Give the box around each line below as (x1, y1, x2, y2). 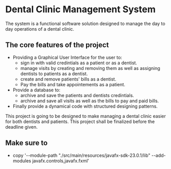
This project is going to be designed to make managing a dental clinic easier (5, 113, 166, 119)
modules (12, 157, 32, 164)
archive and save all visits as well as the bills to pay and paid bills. (20, 98, 159, 104)
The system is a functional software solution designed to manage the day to (5, 20, 165, 27)
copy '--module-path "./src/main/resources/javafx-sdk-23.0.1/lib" (12, 152, 151, 158)
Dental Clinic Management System (5, 4, 156, 15)
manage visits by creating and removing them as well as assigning (20, 65, 160, 71)
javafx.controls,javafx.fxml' (32, 157, 90, 164)
